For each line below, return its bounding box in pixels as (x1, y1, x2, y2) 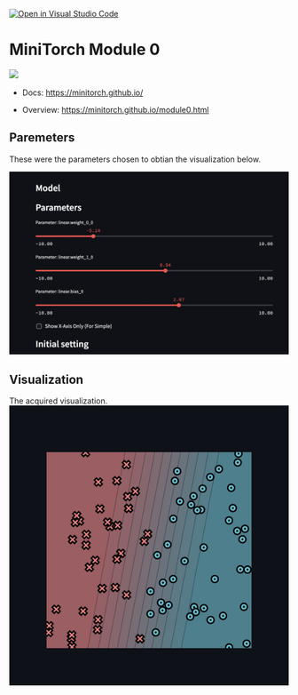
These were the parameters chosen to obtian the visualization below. (9, 154, 262, 164)
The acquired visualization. (9, 395, 108, 406)
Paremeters (9, 130, 75, 146)
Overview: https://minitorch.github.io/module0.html (21, 104, 210, 115)
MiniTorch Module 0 (9, 40, 161, 60)
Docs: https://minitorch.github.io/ (21, 87, 144, 98)
